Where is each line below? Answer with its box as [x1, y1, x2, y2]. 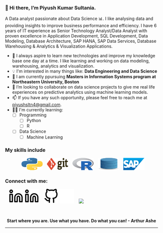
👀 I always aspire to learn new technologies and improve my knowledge [12, 53, 155, 59]
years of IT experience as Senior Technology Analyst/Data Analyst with [5, 28, 147, 34]
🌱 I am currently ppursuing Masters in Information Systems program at [12, 74, 156, 80]
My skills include [5, 146, 46, 153]
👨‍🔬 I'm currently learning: [12, 107, 63, 113]
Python [26, 118, 41, 124]
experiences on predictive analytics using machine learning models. [12, 90, 148, 95]
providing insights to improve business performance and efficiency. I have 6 [5, 23, 157, 29]
